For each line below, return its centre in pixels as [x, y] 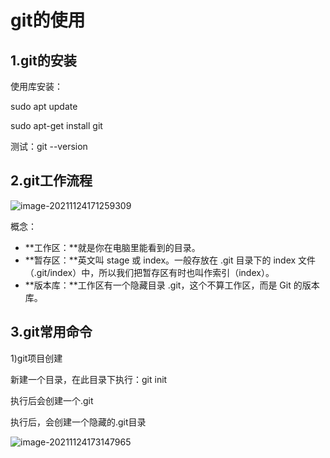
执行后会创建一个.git [52, 400]
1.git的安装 [43, 60]
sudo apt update [44, 106]
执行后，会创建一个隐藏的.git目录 [78, 422]
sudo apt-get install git [56, 125]
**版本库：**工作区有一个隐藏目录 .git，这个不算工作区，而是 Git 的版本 [172, 285]
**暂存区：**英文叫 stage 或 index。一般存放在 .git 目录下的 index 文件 [170, 260]
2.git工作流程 [51, 181]
